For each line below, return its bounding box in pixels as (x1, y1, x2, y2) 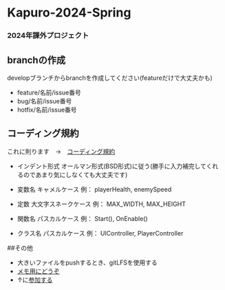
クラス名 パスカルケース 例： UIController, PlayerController (17, 229, 184, 237)
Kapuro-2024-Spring (7, 5, 131, 21)
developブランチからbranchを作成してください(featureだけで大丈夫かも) (7, 74, 213, 82)
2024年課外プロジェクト (7, 31, 89, 41)
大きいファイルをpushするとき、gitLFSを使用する (17, 258, 158, 267)
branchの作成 (7, 54, 66, 66)
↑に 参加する (17, 276, 53, 284)
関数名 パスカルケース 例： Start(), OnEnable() (17, 214, 148, 222)
